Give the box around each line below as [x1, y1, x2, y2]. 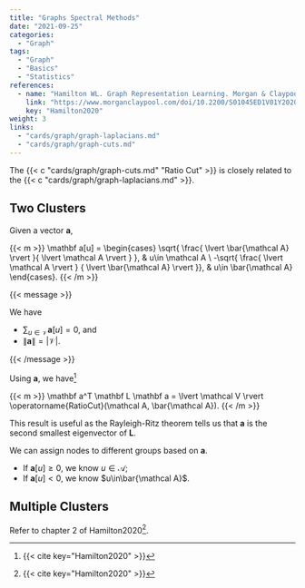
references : [9, 81, 54, 90]
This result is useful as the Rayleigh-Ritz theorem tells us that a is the [9, 418, 268, 429]
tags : [9, 47, 30, 56]
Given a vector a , [9, 224, 74, 236]
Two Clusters [9, 201, 86, 216]
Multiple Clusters [9, 499, 109, 514]
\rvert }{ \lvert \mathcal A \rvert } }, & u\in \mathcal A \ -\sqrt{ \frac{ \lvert [9, 251, 283, 263]
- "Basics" [17, 64, 59, 73]
